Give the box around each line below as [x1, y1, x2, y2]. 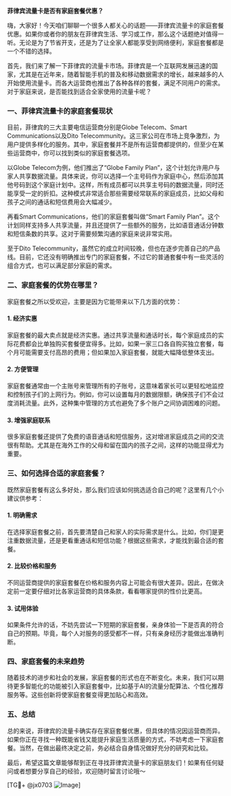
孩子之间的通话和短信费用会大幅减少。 [7, 198, 115, 206]
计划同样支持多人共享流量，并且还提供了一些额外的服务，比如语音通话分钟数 [7, 221, 224, 230]
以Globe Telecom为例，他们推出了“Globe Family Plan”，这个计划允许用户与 [7, 164, 221, 172]
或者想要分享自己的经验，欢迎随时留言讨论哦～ [12, 766, 146, 775]
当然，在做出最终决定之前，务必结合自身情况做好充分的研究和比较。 [19, 744, 212, 752]
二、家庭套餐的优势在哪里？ [7, 280, 99, 290]
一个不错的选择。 [7, 47, 56, 55]
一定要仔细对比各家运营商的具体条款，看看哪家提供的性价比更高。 [19, 587, 206, 595]
